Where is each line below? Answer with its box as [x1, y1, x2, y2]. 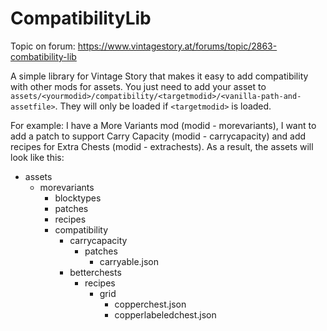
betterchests [69, 266, 122, 278]
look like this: [10, 151, 65, 163]
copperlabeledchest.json [114, 308, 217, 321]
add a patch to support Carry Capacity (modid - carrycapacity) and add [10, 130, 307, 142]
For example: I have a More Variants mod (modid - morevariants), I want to [10, 119, 317, 131]
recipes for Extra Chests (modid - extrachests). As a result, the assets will [10, 140, 314, 152]
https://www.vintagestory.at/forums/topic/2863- [77, 40, 278, 52]
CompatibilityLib [10, 7, 152, 30]
